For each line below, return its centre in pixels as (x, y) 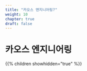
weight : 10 (16, 14)
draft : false (19, 24)
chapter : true (20, 19)
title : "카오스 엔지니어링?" (31, 10)
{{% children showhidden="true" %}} (44, 64)
